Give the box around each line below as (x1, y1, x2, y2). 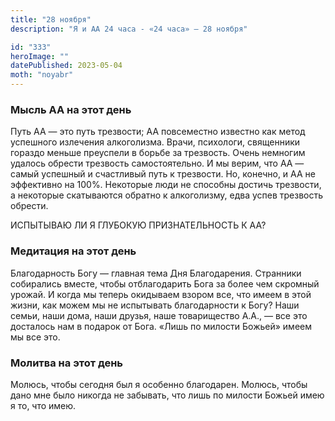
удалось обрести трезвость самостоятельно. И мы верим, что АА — (10, 157, 305, 170)
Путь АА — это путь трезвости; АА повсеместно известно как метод (10, 126, 306, 138)
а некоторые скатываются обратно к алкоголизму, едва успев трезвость (10, 189, 324, 201)
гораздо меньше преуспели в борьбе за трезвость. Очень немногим (10, 147, 306, 159)
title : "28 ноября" (10, 14, 92, 25)
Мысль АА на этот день (10, 102, 132, 116)
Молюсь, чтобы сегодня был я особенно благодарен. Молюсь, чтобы (10, 378, 308, 390)
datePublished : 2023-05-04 (10, 61, 123, 71)
